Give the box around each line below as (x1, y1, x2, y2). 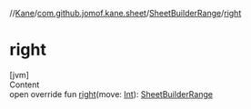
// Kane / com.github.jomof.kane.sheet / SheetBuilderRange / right (9, 8, 242, 18)
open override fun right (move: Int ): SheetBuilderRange (9, 88, 214, 99)
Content (9, 79, 40, 90)
